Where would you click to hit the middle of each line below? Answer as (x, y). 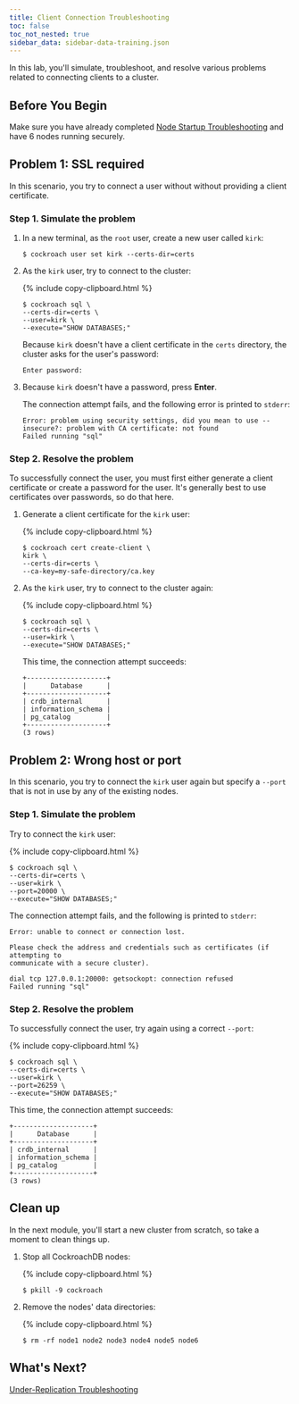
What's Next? (48, 1368)
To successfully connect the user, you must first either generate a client (141, 478)
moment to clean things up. (59, 1239)
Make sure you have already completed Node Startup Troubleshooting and (146, 127)
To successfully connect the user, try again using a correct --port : (132, 1028)
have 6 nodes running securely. (67, 137)
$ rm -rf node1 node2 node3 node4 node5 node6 (110, 1341)
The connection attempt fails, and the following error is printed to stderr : (156, 405)
